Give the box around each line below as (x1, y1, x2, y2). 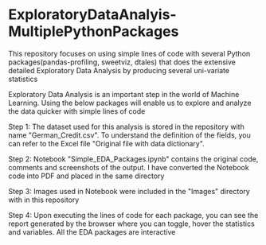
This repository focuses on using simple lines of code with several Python (8, 49, 251, 58)
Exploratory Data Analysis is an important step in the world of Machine (8, 89, 240, 99)
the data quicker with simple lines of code (8, 106, 146, 116)
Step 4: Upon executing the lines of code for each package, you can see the (8, 210, 259, 220)
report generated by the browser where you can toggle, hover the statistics (8, 219, 255, 228)
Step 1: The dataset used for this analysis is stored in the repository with (8, 122, 244, 131)
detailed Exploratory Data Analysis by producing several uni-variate (8, 65, 229, 75)
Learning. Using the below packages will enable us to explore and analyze (8, 98, 252, 107)
